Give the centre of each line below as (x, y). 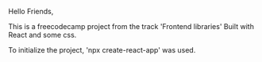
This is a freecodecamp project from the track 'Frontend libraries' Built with (131, 26)
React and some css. (42, 35)
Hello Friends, (31, 11)
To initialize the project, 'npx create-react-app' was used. (102, 50)
